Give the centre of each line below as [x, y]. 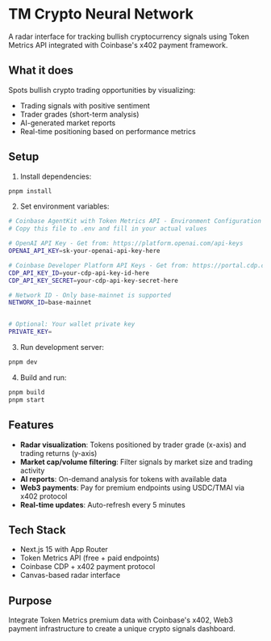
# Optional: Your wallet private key [72, 324]
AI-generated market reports [68, 123]
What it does [41, 71]
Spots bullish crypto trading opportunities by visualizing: [102, 90]
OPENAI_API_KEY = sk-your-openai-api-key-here [84, 251]
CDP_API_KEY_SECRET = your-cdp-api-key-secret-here [94, 280]
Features [31, 425]
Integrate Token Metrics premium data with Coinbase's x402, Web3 [121, 620]
